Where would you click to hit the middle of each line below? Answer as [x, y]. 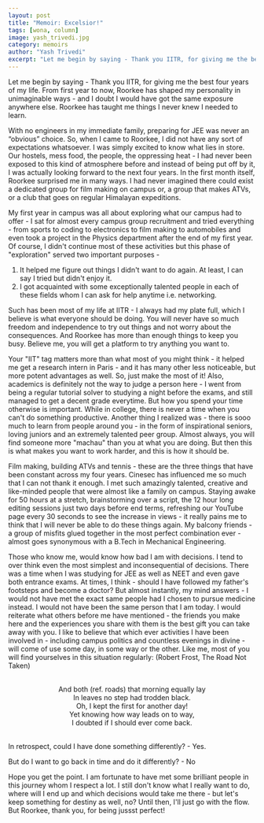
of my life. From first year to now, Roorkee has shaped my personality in [125, 90]
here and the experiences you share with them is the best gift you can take [129, 624]
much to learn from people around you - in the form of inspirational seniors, [130, 425]
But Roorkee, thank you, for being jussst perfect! [86, 810]
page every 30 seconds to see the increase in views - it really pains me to [128, 516]
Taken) [19, 665]
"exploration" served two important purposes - [84, 254]
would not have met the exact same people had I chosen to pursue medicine [132, 599]
